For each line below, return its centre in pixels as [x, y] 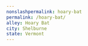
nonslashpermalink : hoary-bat [44, 12]
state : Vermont [25, 34]
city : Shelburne [27, 28]
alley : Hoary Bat [28, 23]
